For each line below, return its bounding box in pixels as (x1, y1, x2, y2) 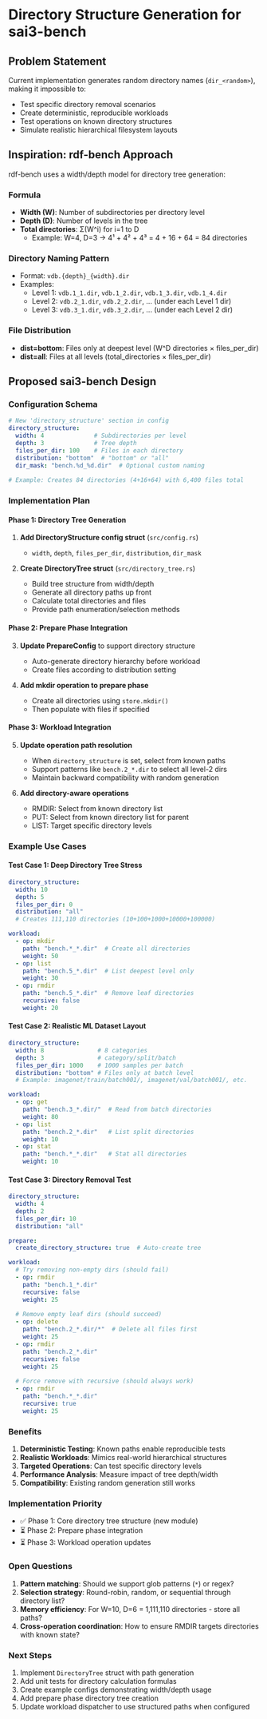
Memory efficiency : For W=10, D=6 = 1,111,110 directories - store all (19, 1604, 241, 1614)
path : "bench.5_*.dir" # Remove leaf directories (22, 989, 194, 997)
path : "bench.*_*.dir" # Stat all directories (22, 1150, 187, 1158)
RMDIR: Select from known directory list (31, 803, 163, 813)
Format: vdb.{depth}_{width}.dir (19, 271, 130, 281)
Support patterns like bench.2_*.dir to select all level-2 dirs (31, 764, 227, 774)
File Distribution (8, 325, 72, 336)
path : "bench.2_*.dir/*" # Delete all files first (22, 1325, 198, 1334)
